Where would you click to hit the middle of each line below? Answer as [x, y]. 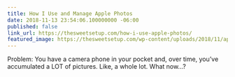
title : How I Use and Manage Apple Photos [70, 14]
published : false [33, 26]
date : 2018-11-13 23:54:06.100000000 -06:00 [73, 20]
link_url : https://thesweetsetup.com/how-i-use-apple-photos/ [100, 33]
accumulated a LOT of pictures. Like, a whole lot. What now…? [97, 67]
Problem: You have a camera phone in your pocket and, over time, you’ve [113, 59]
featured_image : [31, 40]
